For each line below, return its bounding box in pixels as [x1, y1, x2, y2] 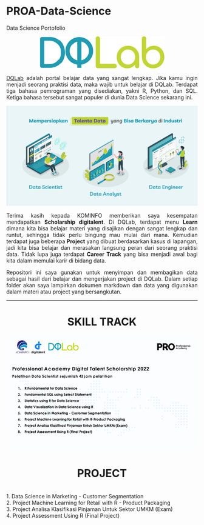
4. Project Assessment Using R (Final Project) [6, 512, 120, 520]
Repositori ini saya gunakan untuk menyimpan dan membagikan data [6, 269, 198, 276]
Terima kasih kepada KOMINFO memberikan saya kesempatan [6, 212, 198, 219]
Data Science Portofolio [6, 24, 66, 32]
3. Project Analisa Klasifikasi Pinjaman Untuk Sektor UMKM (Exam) [6, 506, 173, 513]
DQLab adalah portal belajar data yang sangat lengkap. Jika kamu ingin [6, 74, 198, 81]
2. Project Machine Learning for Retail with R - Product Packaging [6, 499, 171, 507]
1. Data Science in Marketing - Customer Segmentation [6, 493, 144, 500]
